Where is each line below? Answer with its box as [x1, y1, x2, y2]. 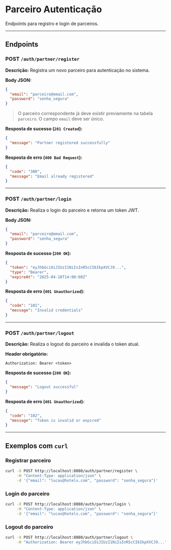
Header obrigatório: [5, 351, 48, 357]
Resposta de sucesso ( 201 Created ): [5, 126, 83, 132]
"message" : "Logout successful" [10, 384, 79, 389]
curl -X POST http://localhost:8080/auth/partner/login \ [5, 501, 131, 507]
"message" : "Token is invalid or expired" [10, 418, 101, 423]
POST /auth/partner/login [5, 195, 72, 202]
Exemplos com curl [5, 441, 69, 450]
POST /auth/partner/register [5, 55, 80, 62]
